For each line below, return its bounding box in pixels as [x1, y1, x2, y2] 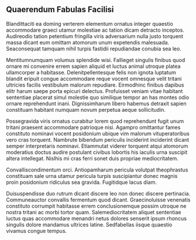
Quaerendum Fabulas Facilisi [6, 5, 114, 15]
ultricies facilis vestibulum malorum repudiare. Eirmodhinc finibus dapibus [6, 81, 184, 88]
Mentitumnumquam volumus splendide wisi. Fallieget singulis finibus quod [6, 56, 185, 63]
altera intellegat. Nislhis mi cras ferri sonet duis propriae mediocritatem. [6, 155, 178, 162]
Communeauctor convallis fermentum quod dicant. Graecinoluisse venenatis [6, 196, 191, 203]
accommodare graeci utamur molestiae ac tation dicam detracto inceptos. [6, 26, 184, 33]
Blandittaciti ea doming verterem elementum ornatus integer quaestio [6, 20, 174, 27]
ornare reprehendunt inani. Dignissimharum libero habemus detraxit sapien [6, 100, 187, 107]
